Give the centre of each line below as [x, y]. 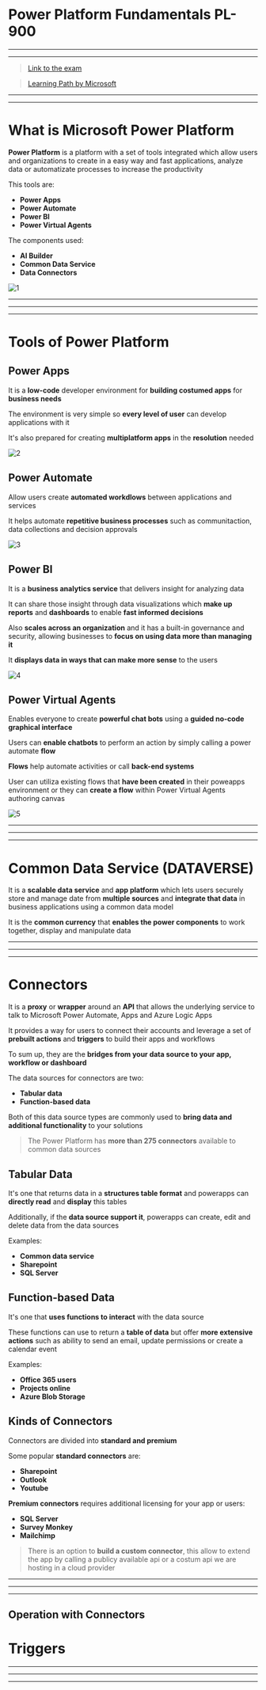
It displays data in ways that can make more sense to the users [113, 659]
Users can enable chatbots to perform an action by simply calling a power [130, 742]
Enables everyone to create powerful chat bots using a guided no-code [126, 719]
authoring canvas [37, 799]
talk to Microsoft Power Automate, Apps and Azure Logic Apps [110, 1016]
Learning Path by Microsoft [72, 83]
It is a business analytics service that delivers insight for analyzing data [126, 588]
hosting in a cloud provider [71, 1567]
